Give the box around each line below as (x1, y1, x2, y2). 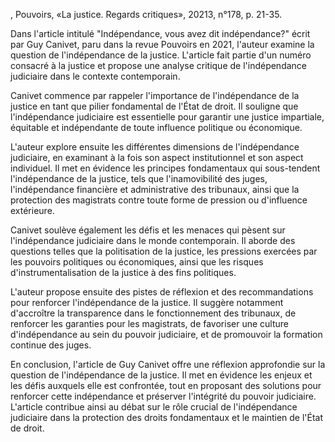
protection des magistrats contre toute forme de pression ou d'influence (10, 194, 308, 206)
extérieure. (10, 205, 55, 216)
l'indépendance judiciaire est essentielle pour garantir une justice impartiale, (10, 111, 325, 123)
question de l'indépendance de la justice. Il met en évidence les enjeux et (10, 369, 313, 381)
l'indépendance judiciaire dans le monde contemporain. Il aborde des (10, 235, 296, 246)
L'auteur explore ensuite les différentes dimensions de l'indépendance (10, 141, 300, 153)
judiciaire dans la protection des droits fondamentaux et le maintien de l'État (10, 412, 324, 423)
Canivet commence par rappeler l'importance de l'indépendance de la (10, 90, 300, 101)
